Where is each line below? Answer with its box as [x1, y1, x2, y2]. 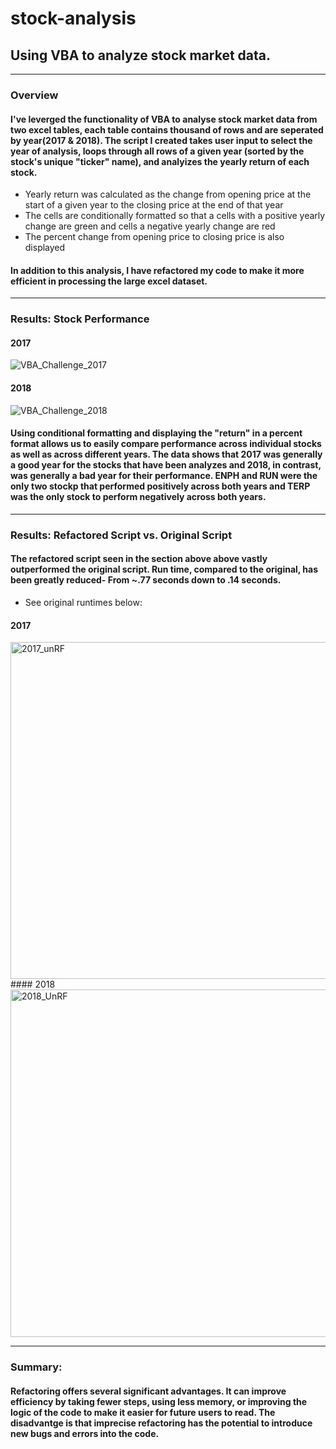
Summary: [10, 1360, 63, 1374]
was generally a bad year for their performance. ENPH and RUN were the [10, 470, 318, 482]
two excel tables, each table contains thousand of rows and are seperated [10, 123, 324, 136]
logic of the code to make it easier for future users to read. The [10, 1406, 276, 1418]
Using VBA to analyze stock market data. [10, 47, 271, 64]
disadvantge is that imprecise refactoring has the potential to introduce [10, 1417, 313, 1429]
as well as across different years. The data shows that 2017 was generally [10, 448, 323, 461]
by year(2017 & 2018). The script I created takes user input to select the [10, 134, 313, 146]
